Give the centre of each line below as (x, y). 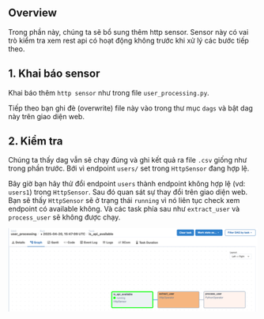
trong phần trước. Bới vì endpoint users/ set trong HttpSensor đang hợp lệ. (129, 168)
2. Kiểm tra (36, 141)
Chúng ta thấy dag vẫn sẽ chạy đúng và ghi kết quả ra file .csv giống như (128, 160)
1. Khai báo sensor (54, 74)
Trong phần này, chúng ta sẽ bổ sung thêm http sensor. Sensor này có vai (128, 32)
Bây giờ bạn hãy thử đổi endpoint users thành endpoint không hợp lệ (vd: (127, 184)
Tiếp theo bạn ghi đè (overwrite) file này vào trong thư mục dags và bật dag (130, 108)
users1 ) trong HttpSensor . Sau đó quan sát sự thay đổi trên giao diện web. (128, 192)
